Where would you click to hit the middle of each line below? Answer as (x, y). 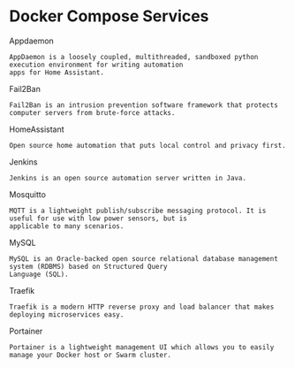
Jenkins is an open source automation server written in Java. (128, 178)
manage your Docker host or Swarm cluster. (90, 355)
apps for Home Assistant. (57, 73)
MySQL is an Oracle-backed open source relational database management (143, 258)
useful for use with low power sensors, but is (98, 218)
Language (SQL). (39, 274)
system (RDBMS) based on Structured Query (88, 266)
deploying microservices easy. (67, 314)
